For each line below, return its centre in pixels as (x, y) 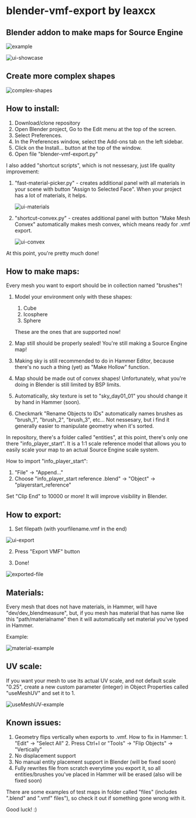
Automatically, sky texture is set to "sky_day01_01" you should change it (101, 396)
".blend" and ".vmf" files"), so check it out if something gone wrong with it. (96, 798)
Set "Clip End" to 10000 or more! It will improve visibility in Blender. (87, 497)
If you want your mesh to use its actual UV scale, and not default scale (91, 680)
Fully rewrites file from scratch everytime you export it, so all (87, 768)
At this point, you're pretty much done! (53, 253)
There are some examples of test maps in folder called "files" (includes (92, 792)
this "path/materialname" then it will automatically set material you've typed (97, 620)
